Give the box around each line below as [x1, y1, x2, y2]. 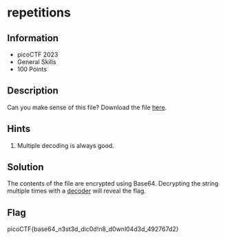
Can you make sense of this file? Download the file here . [7, 103, 167, 111]
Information [7, 32, 59, 44]
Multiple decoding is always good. [17, 141, 115, 149]
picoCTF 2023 [17, 50, 58, 58]
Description [7, 85, 58, 97]
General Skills [17, 58, 56, 66]
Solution [7, 162, 44, 173]
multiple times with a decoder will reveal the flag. [7, 187, 147, 195]
